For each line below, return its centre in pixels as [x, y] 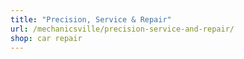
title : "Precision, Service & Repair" [91, 19]
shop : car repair [46, 38]
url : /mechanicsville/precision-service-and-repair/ [122, 29]
